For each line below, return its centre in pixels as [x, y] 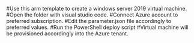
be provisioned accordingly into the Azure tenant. [67, 34]
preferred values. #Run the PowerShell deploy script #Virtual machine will [98, 27]
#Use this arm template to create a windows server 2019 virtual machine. [97, 9]
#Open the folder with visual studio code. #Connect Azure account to [92, 15]
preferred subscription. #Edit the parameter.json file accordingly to [89, 21]
